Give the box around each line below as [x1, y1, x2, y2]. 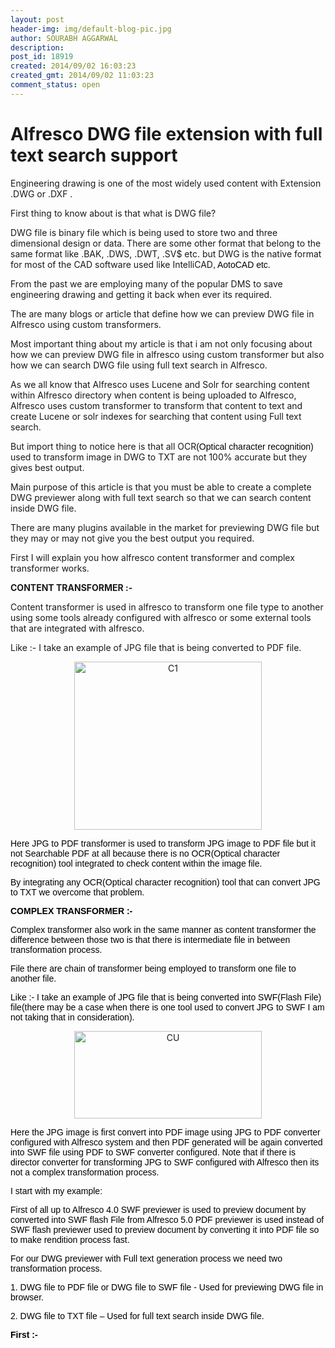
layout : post [10, 14, 65, 25]
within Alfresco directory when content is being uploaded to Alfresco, [10, 389, 297, 401]
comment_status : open [10, 80, 101, 90]
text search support [10, 144, 178, 166]
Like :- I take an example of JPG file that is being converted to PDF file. [10, 641, 302, 653]
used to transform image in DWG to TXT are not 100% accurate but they [10, 451, 308, 463]
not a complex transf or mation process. [10, 1166, 160, 1178]
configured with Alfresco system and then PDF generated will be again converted [10, 1136, 323, 1148]
